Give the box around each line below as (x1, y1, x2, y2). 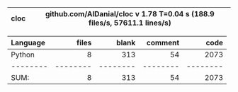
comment (146, 38, 179, 47)
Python (11, 50, 35, 59)
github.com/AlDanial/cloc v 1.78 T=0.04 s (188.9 (45, 9, 215, 18)
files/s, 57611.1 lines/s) (88, 18, 171, 28)
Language (11, 38, 46, 47)
